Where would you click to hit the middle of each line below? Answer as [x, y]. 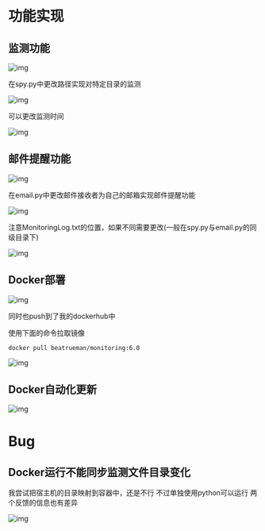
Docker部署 [37, 280]
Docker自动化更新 [53, 390]
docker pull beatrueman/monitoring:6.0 [74, 348]
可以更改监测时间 [36, 116]
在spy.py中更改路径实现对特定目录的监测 [75, 84]
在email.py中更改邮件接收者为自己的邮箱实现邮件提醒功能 [102, 194]
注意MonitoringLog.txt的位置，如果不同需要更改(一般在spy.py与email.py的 [129, 227]
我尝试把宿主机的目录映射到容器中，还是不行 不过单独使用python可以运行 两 [133, 493]
